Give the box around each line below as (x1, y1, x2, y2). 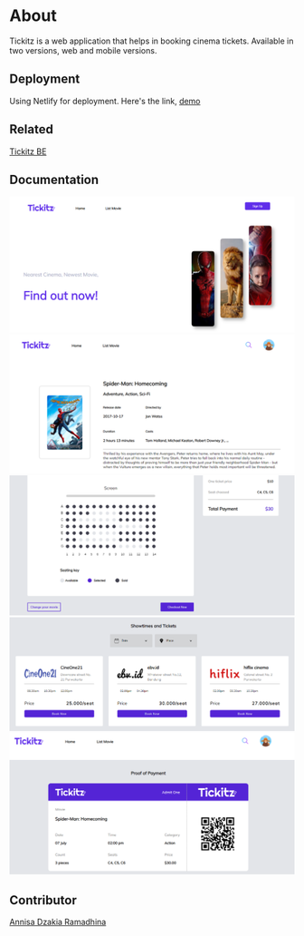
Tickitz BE (9, 146, 47, 157)
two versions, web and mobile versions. (9, 44, 157, 55)
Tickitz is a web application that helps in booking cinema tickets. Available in (9, 35, 294, 46)
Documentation (9, 171, 100, 187)
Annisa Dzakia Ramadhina (9, 917, 107, 928)
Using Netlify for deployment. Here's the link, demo (9, 95, 201, 106)
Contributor (9, 892, 77, 908)
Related (9, 122, 54, 137)
